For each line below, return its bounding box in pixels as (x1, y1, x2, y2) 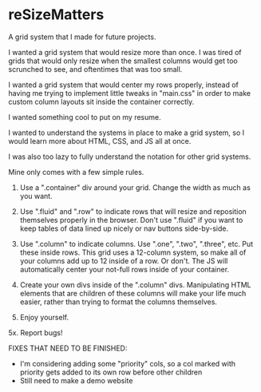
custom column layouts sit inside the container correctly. (8, 97, 195, 106)
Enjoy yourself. (19, 312, 69, 322)
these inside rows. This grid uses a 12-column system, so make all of (19, 247, 247, 257)
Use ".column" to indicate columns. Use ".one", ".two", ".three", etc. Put (19, 239, 254, 248)
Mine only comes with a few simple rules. (8, 167, 144, 176)
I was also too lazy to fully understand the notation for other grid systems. (8, 152, 251, 161)
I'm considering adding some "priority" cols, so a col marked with (19, 358, 236, 368)
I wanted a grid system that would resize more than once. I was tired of (8, 47, 242, 57)
